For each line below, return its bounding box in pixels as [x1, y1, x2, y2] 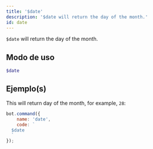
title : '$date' [6, 8, 43, 15]
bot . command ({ [6, 110, 41, 117]
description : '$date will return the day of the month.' [6, 14, 148, 20]
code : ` [16, 122, 35, 127]
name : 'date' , [16, 116, 51, 122]
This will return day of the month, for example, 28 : [6, 99, 126, 106]
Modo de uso [6, 52, 55, 62]
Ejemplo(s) [6, 84, 47, 94]
